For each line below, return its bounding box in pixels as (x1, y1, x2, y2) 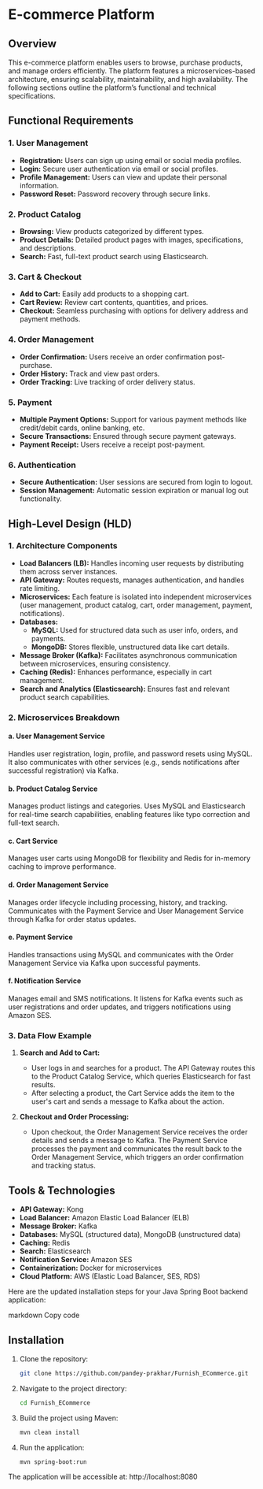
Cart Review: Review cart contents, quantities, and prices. (19, 298, 209, 307)
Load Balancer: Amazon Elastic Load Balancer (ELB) (19, 1213, 190, 1223)
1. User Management (8, 138, 89, 149)
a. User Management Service (8, 731, 105, 741)
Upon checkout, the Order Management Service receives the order (31, 1127, 248, 1137)
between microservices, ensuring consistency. (19, 659, 171, 668)
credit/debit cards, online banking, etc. (19, 423, 145, 433)
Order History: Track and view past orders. (19, 369, 160, 378)
